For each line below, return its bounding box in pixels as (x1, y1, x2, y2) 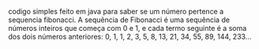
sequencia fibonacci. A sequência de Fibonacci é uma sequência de (8, 15, 231, 24)
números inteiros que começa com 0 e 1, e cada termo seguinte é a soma (8, 24, 247, 32)
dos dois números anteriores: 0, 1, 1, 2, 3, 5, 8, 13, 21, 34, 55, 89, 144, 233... (8, 32, 252, 41)
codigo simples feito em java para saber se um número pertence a (8, 7, 224, 16)
